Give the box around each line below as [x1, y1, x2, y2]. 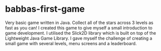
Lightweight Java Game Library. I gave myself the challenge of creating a [5, 35, 153, 41]
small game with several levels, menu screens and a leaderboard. [5, 40, 137, 46]
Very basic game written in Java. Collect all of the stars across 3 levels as [5, 20, 154, 25]
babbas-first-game [5, 3, 85, 15]
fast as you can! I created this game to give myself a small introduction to [5, 25, 153, 30]
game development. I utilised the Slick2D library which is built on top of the [5, 30, 157, 36]
